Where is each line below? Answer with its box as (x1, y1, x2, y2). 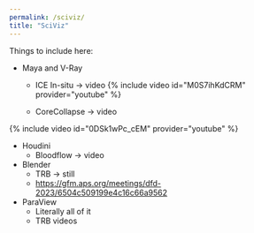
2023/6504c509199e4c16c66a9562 (35, 187, 168, 198)
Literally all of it (35, 206, 91, 216)
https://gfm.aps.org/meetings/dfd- (35, 177, 162, 188)
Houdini (21, 140, 51, 151)
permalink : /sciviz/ (9, 12, 86, 22)
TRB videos (35, 215, 78, 226)
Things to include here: (9, 45, 94, 56)
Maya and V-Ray (21, 63, 83, 73)
